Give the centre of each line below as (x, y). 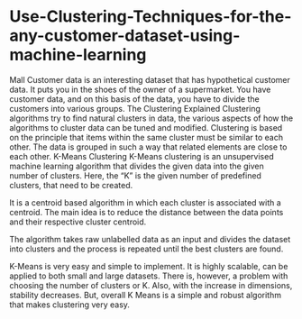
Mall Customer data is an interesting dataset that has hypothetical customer (150, 79)
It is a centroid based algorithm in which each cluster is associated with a (145, 202)
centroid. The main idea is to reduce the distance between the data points (146, 212)
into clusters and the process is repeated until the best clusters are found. (146, 249)
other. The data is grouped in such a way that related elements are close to (148, 147)
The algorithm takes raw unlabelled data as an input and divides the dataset (150, 239)
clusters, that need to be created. (71, 185)
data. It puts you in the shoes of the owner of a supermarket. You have (140, 89)
